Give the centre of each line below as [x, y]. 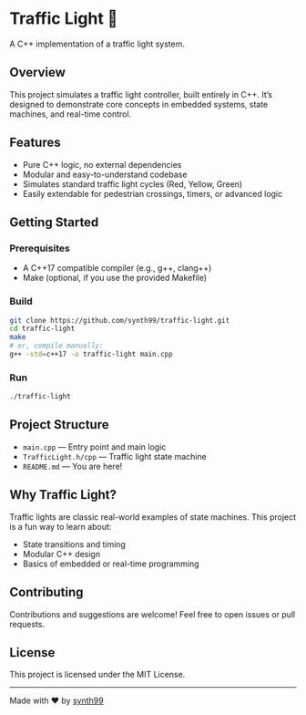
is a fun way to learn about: [61, 526]
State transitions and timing [74, 544]
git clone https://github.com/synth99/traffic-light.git [120, 320]
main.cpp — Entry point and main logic [94, 447]
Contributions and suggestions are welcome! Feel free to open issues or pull [153, 614]
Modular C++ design [61, 554]
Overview [38, 73]
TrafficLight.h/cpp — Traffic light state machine [114, 456]
